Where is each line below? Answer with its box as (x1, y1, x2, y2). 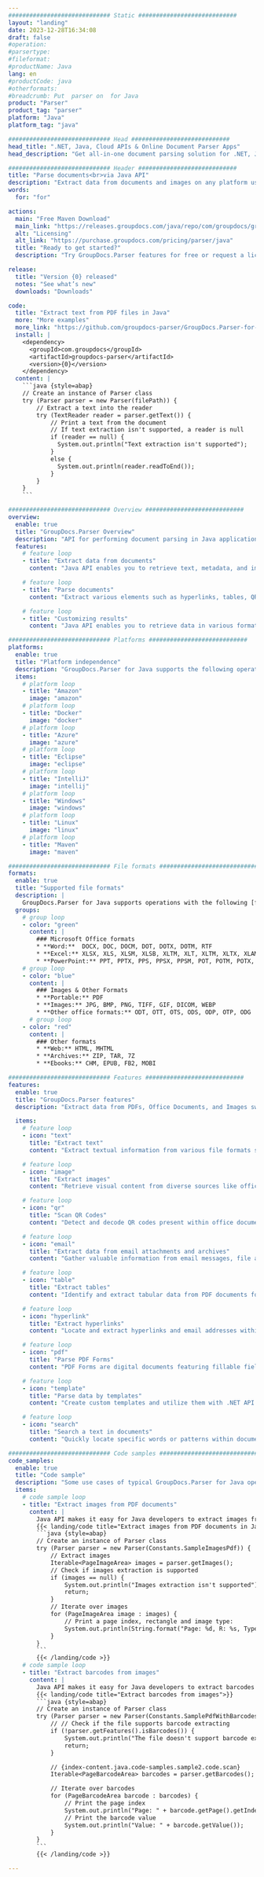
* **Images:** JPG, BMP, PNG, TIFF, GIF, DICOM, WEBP (36, 1001, 216, 1009)
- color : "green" (22, 920, 79, 928)
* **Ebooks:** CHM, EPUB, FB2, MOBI (36, 1060, 156, 1067)
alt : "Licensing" (15, 230, 72, 237)
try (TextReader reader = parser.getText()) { (36, 411, 192, 419)
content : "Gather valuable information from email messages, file (28, 1254, 251, 1262)
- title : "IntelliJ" (22, 775, 90, 783)
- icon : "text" (22, 1132, 72, 1140)
